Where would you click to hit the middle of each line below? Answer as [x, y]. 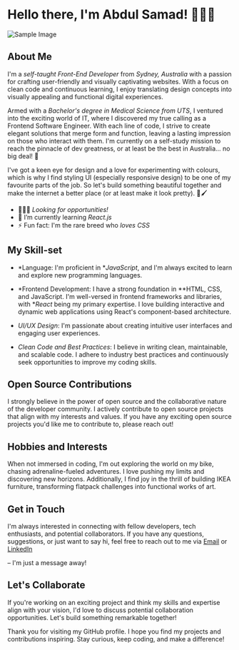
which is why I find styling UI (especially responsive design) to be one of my [119, 177]
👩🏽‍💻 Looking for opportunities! [63, 209]
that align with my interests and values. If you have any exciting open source [119, 417]
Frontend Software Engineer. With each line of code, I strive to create [109, 126]
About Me [30, 57]
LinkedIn [20, 549]
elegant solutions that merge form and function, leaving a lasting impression [119, 133]
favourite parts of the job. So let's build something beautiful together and [115, 185]
